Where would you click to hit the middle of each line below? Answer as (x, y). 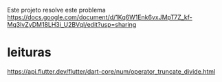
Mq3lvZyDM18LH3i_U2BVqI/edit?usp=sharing (72, 24)
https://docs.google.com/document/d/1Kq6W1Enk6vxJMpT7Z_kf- (100, 17)
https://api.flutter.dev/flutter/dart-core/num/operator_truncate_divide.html (111, 71)
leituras (29, 53)
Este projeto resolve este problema (57, 10)
